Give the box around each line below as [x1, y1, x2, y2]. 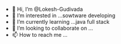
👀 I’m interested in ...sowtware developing [11, 12, 116, 19]
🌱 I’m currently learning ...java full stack [11, 18, 110, 25]
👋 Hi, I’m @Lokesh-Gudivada [11, 6, 83, 12]
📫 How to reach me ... [11, 32, 68, 38]
